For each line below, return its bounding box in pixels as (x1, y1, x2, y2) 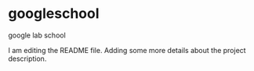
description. (8, 54, 47, 63)
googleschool (8, 5, 100, 23)
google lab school (8, 30, 67, 40)
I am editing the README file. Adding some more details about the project (8, 45, 246, 55)
